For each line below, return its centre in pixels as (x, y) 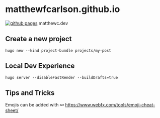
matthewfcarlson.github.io (63, 9)
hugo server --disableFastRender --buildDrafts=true (62, 77)
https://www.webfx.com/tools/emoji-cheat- (110, 105)
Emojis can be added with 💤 (35, 105)
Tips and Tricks (30, 93)
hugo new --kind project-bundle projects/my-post (58, 50)
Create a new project (38, 39)
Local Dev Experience (40, 66)
